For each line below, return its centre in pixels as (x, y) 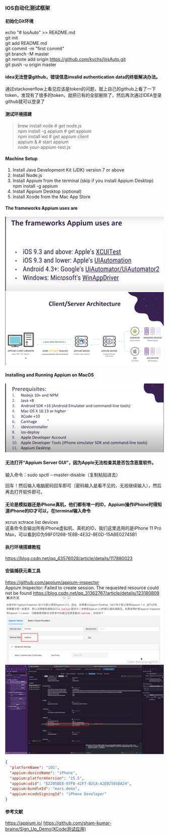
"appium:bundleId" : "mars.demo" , (45, 789)
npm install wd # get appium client (53, 136)
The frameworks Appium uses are (41, 208)
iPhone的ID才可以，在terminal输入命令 (50, 511)
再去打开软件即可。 (25, 492)
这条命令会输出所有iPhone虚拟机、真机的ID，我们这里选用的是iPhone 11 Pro (83, 528)
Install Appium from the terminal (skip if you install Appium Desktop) (83, 181)
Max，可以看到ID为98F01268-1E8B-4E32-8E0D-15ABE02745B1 (71, 535)
